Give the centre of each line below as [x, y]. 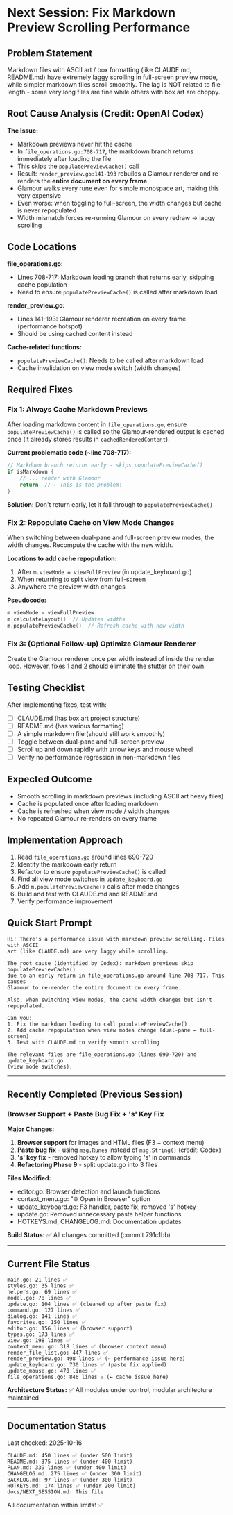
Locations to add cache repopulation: [62, 558]
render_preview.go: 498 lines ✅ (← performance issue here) [96, 1359]
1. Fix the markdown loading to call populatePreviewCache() [97, 1024]
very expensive [39, 195]
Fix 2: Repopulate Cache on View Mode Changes [91, 522]
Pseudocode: [27, 600]
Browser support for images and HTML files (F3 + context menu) [111, 1143]
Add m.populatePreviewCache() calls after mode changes [98, 886]
